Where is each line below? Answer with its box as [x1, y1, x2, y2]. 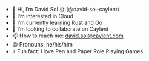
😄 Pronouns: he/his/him [12, 41, 73, 48]
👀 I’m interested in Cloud [12, 13, 74, 19]
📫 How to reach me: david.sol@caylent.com [12, 32, 124, 39]
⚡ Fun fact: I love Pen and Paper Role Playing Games [12, 48, 144, 54]
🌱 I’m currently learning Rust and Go [12, 19, 103, 26]
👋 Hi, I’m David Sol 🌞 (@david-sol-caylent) [12, 6, 120, 13]
